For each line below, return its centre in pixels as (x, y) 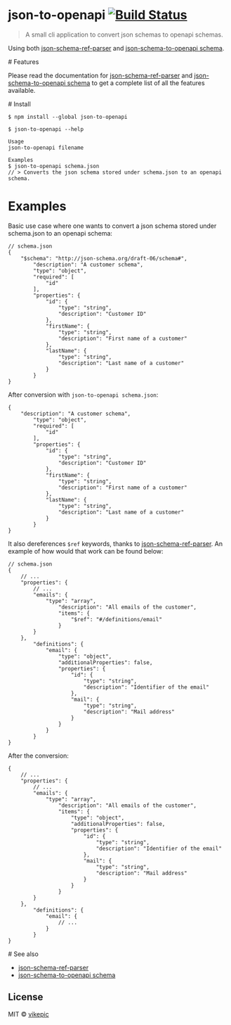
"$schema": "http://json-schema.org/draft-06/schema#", (104, 258)
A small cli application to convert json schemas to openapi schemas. (124, 34)
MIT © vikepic (28, 1014)
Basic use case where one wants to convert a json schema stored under (112, 226)
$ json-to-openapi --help (46, 129)
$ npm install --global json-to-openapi (68, 117)
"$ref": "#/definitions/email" (116, 619)
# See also (24, 954)
